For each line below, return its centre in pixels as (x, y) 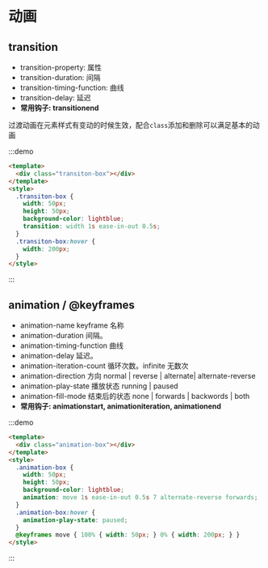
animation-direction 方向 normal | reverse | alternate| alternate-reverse (138, 376)
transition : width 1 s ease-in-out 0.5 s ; (92, 227)
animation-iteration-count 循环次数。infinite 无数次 (104, 366)
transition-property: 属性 (61, 67)
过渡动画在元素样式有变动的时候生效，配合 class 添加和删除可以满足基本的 (130, 125)
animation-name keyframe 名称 (72, 325)
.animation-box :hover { (55, 512)
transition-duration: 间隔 (60, 77)
